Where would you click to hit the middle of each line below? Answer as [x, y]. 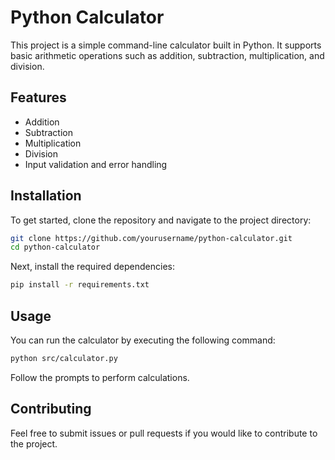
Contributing [51, 409]
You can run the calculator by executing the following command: [143, 340]
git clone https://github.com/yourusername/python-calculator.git [151, 238]
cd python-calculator [55, 247]
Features [38, 97]
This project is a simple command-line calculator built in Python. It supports [166, 45]
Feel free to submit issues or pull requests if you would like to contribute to [164, 433]
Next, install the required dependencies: [92, 267]
